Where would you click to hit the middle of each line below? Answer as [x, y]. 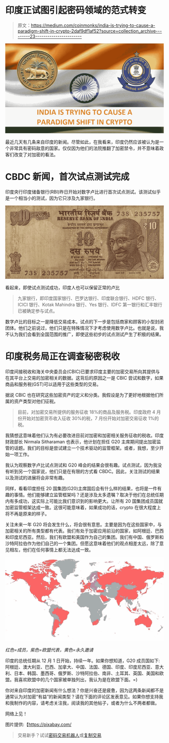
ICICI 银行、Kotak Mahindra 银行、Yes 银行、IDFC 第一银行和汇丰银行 [90, 305]
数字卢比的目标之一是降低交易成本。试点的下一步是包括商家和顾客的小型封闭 [84, 322]
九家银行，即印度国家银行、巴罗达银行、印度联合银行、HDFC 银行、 [88, 298]
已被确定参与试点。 [37, 311]
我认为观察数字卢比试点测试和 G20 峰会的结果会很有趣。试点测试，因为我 [81, 465]
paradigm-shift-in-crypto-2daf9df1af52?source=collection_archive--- [90, 31]
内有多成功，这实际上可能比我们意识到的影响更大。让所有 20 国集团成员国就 [84, 501]
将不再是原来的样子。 [27, 514]
